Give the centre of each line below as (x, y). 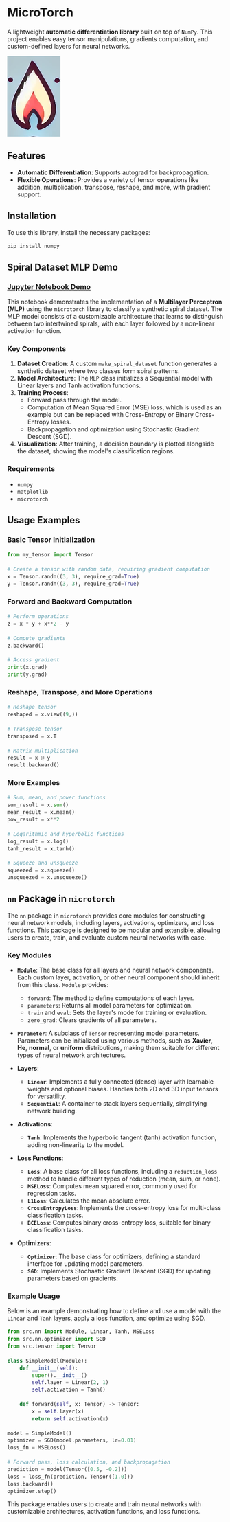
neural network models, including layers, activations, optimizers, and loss (111, 922)
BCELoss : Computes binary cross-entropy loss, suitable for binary (119, 1223)
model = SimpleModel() (39, 1433)
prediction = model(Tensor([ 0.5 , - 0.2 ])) (67, 1469)
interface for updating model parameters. (85, 1264)
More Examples (34, 783)
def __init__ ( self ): (49, 1368)
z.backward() (26, 646)
